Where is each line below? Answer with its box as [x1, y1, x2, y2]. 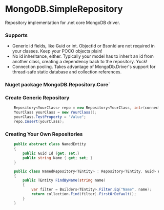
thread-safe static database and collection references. [12, 69, 122, 75]
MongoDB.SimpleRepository [5, 3, 123, 15]
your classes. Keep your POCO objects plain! [12, 48, 102, 54]
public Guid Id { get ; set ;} [22, 151, 80, 156]
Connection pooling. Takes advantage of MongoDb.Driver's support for [12, 64, 156, 70]
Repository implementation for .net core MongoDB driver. [5, 20, 121, 25]
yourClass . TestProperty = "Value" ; [14, 115, 86, 119]
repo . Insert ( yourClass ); [14, 119, 64, 124]
